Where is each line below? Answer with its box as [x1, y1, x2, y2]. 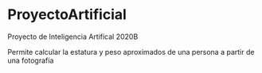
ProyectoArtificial [7, 6, 127, 24]
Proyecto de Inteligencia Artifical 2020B [7, 32, 139, 41]
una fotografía [7, 56, 54, 65]
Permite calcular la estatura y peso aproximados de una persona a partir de [7, 47, 255, 56]
